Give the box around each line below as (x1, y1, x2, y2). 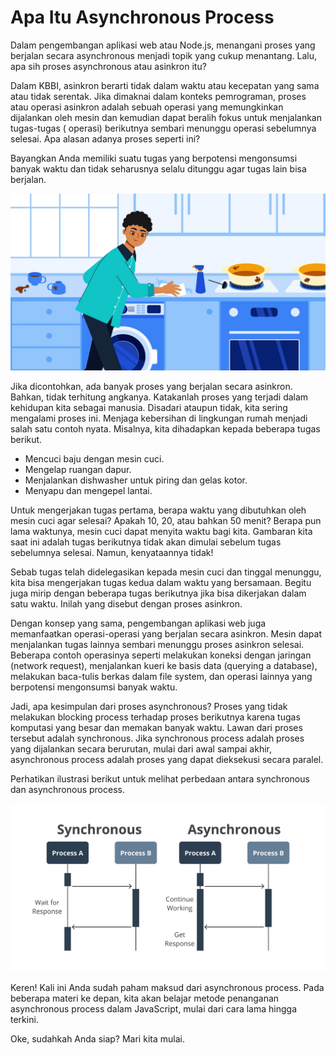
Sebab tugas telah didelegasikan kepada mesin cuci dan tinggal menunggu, (10, 566, 322, 578)
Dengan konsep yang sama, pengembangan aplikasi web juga (10, 617, 267, 630)
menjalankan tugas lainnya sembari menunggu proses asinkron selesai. (10, 639, 305, 651)
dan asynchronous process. (10, 784, 125, 796)
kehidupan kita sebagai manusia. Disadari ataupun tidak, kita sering (10, 402, 288, 414)
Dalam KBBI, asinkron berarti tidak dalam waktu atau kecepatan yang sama (10, 79, 320, 91)
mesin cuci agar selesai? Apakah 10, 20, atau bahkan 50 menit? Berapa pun (10, 515, 322, 527)
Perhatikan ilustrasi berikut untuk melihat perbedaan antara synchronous (10, 773, 310, 785)
